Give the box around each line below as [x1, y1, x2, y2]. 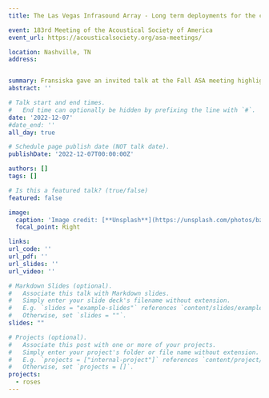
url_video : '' [8, 267, 56, 276]
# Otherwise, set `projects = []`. [8, 363, 134, 372]
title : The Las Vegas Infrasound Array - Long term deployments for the [8, 11, 256, 20]
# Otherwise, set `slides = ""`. [8, 312, 127, 320]
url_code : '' [8, 245, 52, 253]
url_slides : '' [8, 260, 59, 268]
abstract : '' [8, 85, 52, 93]
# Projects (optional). [8, 333, 88, 341]
